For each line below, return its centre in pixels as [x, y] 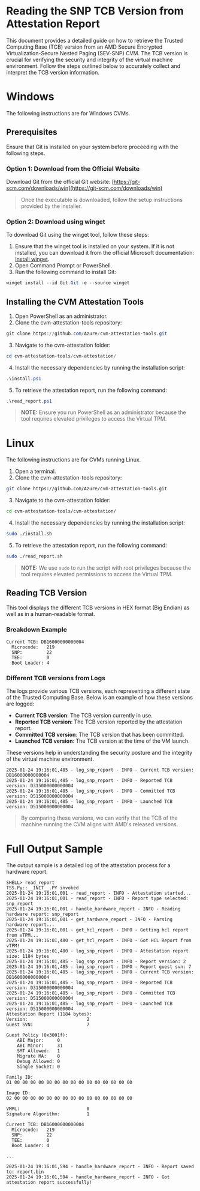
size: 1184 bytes [28, 957]
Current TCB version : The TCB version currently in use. [84, 716]
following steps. [26, 153]
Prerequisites [32, 133]
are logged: [20, 704]
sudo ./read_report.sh [34, 556]
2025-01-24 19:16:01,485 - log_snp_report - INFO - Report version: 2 [96, 962]
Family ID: [20, 1077]
